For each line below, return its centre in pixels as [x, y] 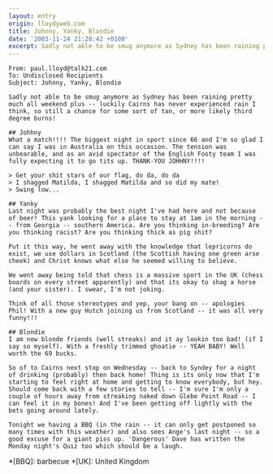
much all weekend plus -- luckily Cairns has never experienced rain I [132, 104]
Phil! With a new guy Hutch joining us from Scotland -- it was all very [136, 311]
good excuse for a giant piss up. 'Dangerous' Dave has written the [127, 439]
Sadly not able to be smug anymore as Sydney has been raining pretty [130, 97]
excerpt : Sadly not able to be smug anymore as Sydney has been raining [134, 46]
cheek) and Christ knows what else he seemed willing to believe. [123, 261]
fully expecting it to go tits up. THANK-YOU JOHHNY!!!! [107, 161]
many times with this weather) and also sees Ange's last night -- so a [134, 432]
